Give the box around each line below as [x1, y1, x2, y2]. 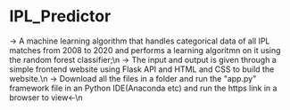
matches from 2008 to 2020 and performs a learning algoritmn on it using [9, 44, 281, 55]
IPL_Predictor [9, 6, 112, 27]
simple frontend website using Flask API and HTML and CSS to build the [9, 64, 275, 75]
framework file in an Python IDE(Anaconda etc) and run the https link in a [9, 82, 278, 93]
